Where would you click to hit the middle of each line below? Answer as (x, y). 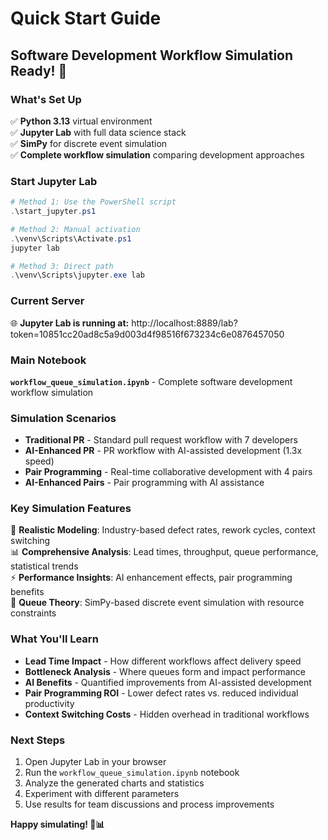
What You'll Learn (54, 639)
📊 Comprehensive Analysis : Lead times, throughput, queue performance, (164, 552)
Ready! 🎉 (39, 70)
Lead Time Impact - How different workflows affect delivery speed (163, 661)
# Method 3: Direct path (62, 266)
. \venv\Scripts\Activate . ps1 (71, 238)
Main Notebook (48, 360)
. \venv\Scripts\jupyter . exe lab (77, 275)
